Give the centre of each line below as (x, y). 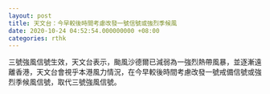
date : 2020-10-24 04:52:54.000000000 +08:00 (84, 31)
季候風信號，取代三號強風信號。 (68, 82)
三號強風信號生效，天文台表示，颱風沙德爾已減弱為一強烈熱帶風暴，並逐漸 (131, 62)
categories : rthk (37, 38)
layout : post (30, 16)
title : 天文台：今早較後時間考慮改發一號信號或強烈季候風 (93, 23)
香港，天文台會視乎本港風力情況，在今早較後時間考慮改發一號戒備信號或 (135, 72)
